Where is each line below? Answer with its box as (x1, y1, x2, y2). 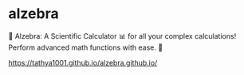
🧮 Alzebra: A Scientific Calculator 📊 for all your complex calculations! (8, 31, 237, 40)
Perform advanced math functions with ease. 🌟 (8, 43, 163, 52)
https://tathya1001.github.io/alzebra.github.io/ (8, 58, 158, 67)
